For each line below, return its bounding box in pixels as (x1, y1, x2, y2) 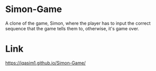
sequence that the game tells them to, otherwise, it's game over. (5, 25, 139, 31)
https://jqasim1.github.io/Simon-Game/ (5, 59, 86, 66)
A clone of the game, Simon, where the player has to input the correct (5, 20, 151, 26)
